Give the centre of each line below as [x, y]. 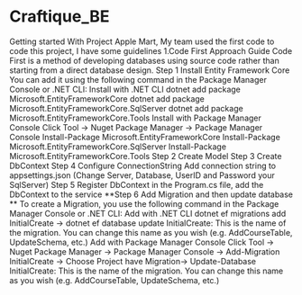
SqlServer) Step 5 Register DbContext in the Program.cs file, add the [137, 184]
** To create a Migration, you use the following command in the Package [144, 203]
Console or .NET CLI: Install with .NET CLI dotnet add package [125, 89]
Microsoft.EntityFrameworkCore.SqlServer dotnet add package [126, 108]
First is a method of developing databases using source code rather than [144, 60]
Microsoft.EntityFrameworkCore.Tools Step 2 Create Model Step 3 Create [146, 156]
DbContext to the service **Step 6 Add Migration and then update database [151, 194]
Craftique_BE [59, 17]
